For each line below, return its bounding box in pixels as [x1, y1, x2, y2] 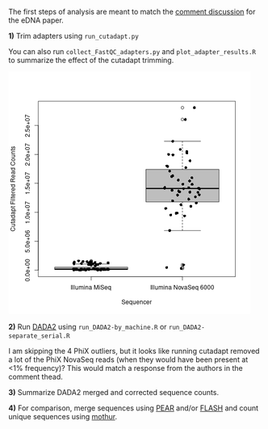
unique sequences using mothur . [8, 412, 118, 421]
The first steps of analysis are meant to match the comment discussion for [8, 7, 256, 16]
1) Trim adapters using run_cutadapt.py [8, 32, 139, 40]
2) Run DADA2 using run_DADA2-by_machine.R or [8, 322, 167, 331]
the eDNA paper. [8, 15, 65, 25]
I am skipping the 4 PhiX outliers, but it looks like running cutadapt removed [8, 347, 260, 355]
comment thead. [8, 372, 63, 381]
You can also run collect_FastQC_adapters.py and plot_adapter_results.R [8, 47, 257, 56]
